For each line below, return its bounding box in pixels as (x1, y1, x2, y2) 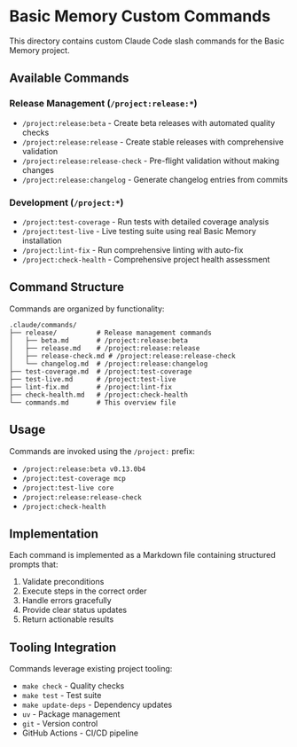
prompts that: (9, 559, 59, 570)
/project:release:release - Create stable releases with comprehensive (21, 136, 284, 147)
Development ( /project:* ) (9, 196, 124, 208)
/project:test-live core (21, 484, 114, 492)
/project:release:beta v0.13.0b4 (21, 464, 146, 474)
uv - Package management (21, 709, 121, 719)
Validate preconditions (21, 577, 105, 587)
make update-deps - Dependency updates (21, 699, 173, 711)
